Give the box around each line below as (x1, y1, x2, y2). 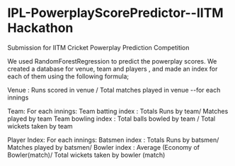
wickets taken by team (7, 121, 73, 130)
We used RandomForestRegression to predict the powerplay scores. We (7, 57, 217, 65)
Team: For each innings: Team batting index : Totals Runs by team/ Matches (7, 107, 229, 115)
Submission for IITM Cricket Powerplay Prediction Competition (7, 43, 190, 52)
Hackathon (7, 20, 74, 36)
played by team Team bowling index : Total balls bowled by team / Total (7, 114, 216, 123)
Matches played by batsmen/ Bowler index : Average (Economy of (7, 143, 200, 151)
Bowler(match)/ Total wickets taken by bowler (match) (7, 150, 166, 159)
